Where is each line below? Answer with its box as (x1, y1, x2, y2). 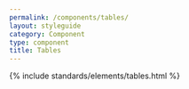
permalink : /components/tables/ (9, 12, 129, 22)
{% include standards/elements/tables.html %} (9, 70, 180, 81)
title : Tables (9, 46, 62, 55)
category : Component (9, 29, 86, 38)
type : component (9, 37, 69, 47)
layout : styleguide (9, 21, 82, 30)
